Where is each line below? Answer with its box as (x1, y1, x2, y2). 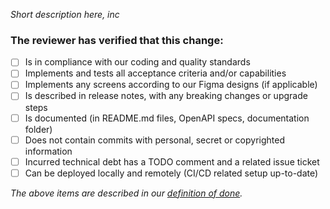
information (24, 145, 73, 157)
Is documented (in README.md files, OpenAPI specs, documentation (24, 112, 310, 124)
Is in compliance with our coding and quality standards (24, 56, 251, 68)
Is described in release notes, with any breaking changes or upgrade (24, 90, 308, 102)
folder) (24, 123, 53, 135)
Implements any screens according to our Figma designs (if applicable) (24, 79, 318, 91)
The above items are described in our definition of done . (10, 187, 243, 199)
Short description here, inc (10, 9, 120, 20)
